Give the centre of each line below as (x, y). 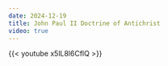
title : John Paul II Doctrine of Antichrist (84, 23)
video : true (28, 31)
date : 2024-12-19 (38, 16)
